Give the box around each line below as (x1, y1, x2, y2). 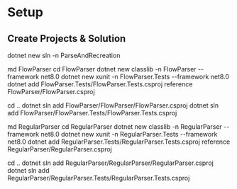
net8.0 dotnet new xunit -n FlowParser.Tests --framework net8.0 (40, 72, 229, 81)
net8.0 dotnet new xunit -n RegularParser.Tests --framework (40, 130, 218, 138)
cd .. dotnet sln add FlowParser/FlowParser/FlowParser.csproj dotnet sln (7, 101, 219, 110)
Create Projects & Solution (7, 33, 126, 45)
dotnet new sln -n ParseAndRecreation (7, 51, 121, 59)
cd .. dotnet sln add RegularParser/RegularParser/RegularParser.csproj (7, 159, 214, 167)
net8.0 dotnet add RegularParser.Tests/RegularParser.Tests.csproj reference (7, 137, 231, 146)
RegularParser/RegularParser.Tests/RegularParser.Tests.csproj (7, 174, 190, 182)
